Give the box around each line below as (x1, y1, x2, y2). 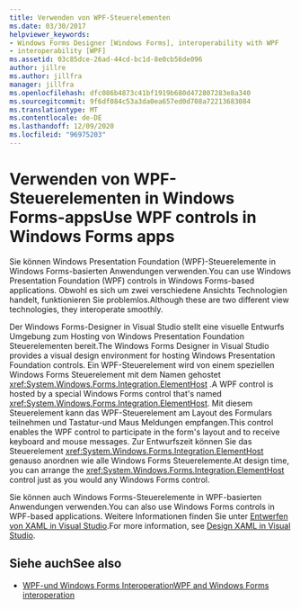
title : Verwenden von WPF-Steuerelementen (9, 13, 171, 22)
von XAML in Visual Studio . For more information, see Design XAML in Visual (9, 520, 291, 531)
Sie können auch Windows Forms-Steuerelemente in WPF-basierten (9, 491, 262, 502)
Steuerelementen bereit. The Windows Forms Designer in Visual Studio (9, 340, 269, 351)
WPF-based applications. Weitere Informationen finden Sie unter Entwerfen (9, 510, 289, 522)
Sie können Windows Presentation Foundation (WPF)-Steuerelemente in (9, 255, 277, 266)
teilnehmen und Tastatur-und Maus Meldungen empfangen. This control (9, 416, 274, 427)
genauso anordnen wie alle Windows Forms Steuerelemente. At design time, (9, 455, 290, 466)
